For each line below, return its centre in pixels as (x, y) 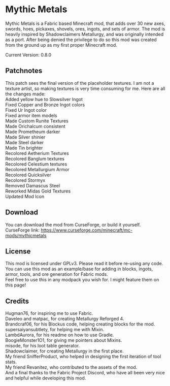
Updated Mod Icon (25, 196)
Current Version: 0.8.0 (28, 55)
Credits (17, 301)
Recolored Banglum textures (35, 158)
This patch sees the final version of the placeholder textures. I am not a (80, 83)
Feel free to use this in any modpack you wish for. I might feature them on (82, 280)
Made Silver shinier (25, 137)
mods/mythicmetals (26, 235)
